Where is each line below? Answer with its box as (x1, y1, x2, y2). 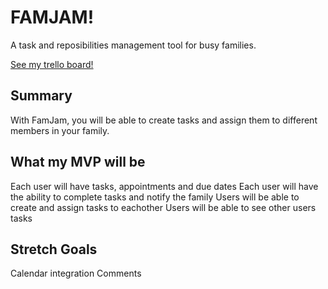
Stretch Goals (10, 241, 98, 258)
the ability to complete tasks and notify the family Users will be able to (10, 191, 300, 203)
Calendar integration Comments (10, 267, 142, 280)
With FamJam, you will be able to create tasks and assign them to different (10, 114, 318, 126)
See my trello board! (10, 58, 94, 70)
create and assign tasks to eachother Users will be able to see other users (10, 201, 317, 213)
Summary (10, 87, 73, 105)
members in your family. (10, 124, 110, 136)
